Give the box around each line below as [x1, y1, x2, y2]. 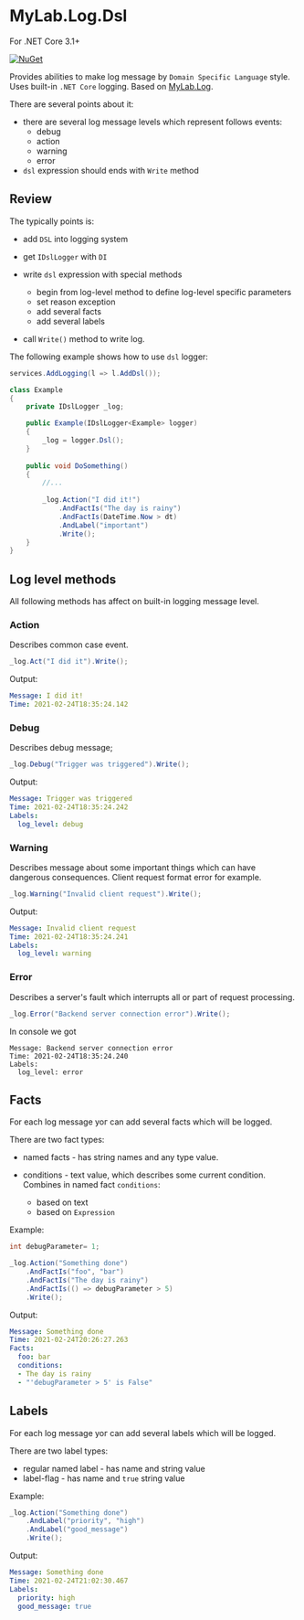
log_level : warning [17, 949, 92, 958]
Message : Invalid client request [9, 923, 137, 933]
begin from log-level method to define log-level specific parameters [36, 286, 292, 297]
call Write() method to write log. [22, 333, 145, 344]
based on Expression [36, 1207, 116, 1218]
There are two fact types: [9, 1135, 105, 1146]
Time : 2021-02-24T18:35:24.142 [9, 700, 129, 709]
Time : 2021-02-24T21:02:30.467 [9, 1576, 129, 1585]
